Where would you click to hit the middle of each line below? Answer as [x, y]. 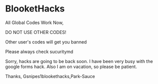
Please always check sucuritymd [39, 51]
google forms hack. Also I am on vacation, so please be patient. [71, 66]
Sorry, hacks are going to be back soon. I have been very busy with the [79, 61]
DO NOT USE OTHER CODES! [36, 32]
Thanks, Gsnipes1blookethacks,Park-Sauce [50, 76]
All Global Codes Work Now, [34, 22]
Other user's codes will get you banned [46, 42]
